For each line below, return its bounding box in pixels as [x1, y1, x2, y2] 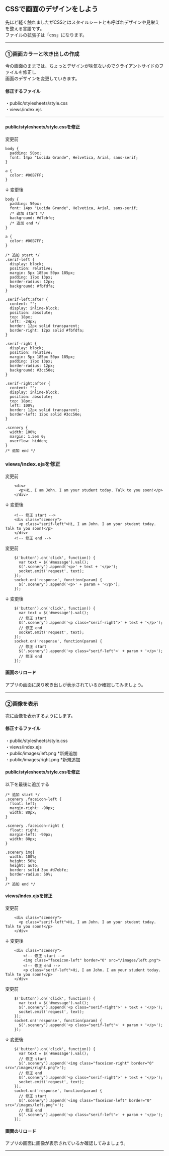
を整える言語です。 [5, 25, 45, 31]
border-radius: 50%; [10, 871, 53, 877]
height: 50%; [10, 858, 37, 863]
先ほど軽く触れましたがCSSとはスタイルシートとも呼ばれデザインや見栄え [5, 19, 160, 25]
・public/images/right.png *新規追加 [5, 756, 80, 762]
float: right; [10, 827, 39, 833]
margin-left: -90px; [10, 832, 53, 837]
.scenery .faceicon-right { [5, 823, 64, 828]
